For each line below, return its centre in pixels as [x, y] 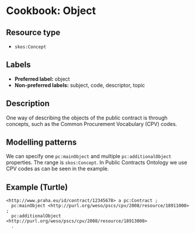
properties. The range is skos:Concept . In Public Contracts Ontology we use [97, 163]
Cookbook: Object [51, 11]
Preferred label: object [42, 79]
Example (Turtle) [37, 187]
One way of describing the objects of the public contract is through [87, 118]
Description [28, 104]
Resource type [33, 32]
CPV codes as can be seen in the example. [58, 169]
